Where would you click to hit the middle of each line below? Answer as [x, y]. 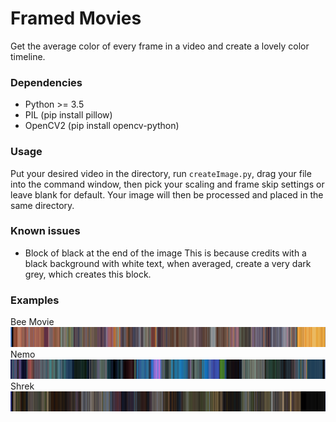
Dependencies [46, 82]
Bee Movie [32, 322]
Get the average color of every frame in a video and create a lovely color [160, 46]
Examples [35, 300]
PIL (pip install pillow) [68, 115]
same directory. [42, 205]
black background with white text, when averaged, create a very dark [168, 263]
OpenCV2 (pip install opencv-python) [102, 126]
